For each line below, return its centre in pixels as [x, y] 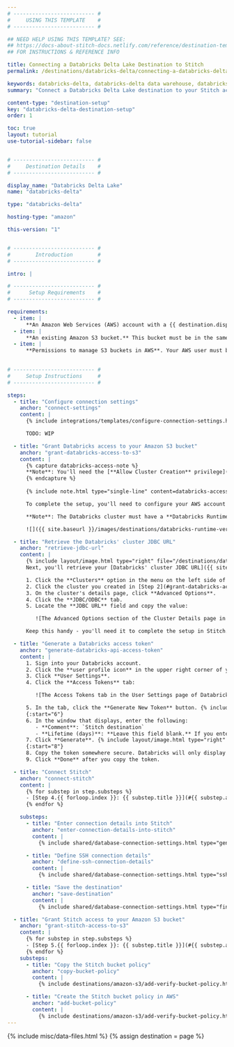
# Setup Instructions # [54, 376]
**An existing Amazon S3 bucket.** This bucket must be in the [119, 338]
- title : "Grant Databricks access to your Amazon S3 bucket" [106, 446]
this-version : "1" [34, 230]
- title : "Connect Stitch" [53, 772]
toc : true [22, 128]
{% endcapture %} [51, 479]
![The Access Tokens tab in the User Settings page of [116, 695]
